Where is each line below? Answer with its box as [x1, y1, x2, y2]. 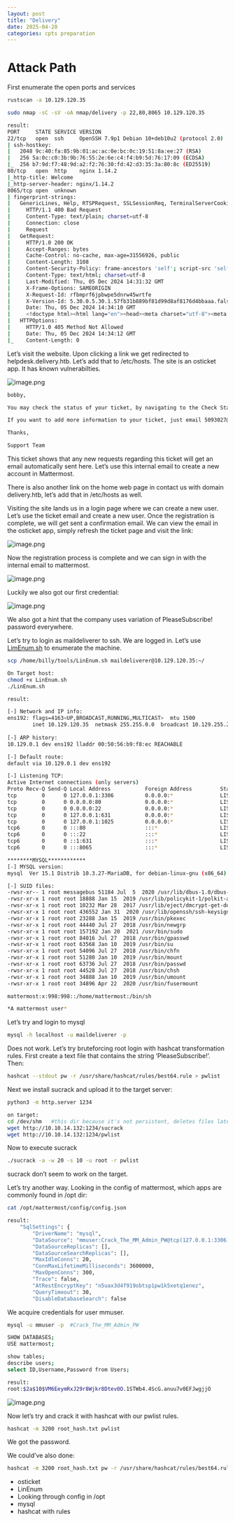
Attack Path [7, 60, 77, 76]
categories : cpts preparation [7, 29, 96, 37]
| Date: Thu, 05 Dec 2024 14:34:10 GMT [7, 304, 136, 312]
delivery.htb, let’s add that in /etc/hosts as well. [7, 491, 143, 499]
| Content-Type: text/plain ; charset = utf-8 [7, 213, 149, 221]
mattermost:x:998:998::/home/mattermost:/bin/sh [7, 992, 152, 1000]
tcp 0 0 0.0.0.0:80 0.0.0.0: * [7, 798, 173, 805]
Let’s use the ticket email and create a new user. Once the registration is [7, 512, 215, 520]
